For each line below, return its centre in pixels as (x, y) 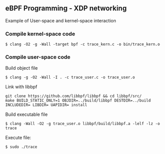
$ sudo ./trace (21, 147)
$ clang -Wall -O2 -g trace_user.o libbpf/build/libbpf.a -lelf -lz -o (82, 124)
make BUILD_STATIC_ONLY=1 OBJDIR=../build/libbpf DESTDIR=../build (78, 101)
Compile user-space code (38, 57)
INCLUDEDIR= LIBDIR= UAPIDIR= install (46, 105)
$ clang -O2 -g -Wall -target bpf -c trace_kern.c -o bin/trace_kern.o (82, 44)
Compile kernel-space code (40, 34)
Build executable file (27, 114)
